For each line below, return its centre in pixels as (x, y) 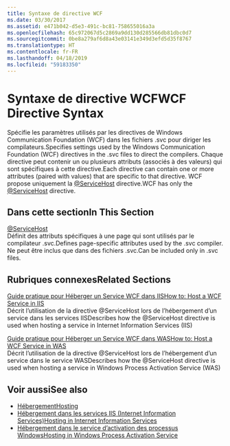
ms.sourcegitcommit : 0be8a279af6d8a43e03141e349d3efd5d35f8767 (100, 39)
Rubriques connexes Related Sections (89, 279)
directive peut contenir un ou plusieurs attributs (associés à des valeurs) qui (115, 161)
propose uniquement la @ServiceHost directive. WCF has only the (100, 183)
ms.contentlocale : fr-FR (43, 52)
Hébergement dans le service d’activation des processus (97, 428)
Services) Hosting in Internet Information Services (87, 421)
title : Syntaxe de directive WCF (55, 13)
